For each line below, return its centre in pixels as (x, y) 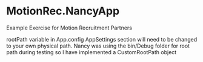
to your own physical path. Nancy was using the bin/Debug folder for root (98, 46)
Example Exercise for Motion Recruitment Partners (69, 28)
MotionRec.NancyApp (63, 11)
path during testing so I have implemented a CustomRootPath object (92, 52)
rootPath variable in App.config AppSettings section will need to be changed (102, 39)
